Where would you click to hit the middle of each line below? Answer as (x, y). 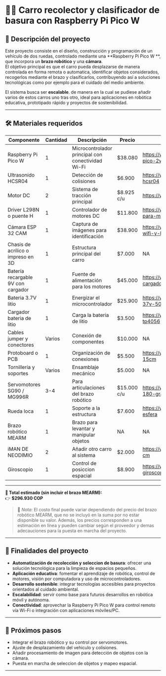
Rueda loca (21, 411)
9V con (16, 283)
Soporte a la (86, 408)
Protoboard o (23, 353)
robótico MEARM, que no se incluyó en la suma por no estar (78, 515)
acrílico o (18, 250)
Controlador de (89, 209)
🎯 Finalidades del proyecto (47, 551)
